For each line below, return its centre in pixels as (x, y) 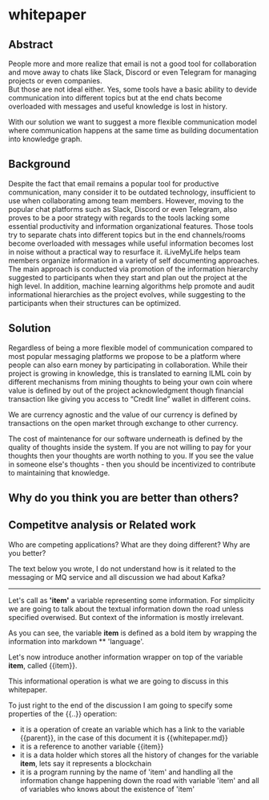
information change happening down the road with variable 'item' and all (139, 780)
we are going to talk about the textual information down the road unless (126, 609)
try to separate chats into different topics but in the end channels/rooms (127, 235)
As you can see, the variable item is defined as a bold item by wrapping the (133, 633)
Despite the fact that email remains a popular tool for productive (114, 183)
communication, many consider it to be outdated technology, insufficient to (132, 192)
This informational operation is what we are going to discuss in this (118, 681)
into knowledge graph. (45, 139)
